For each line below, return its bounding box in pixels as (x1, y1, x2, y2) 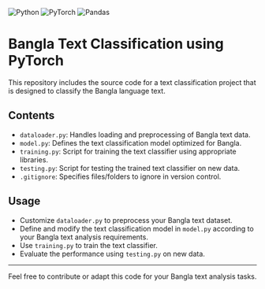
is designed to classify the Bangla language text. (8, 86, 166, 95)
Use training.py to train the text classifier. (19, 240, 158, 250)
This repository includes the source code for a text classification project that (8, 77, 256, 87)
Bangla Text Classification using (8, 35, 224, 53)
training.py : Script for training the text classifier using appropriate (19, 146, 237, 156)
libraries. (19, 154, 49, 165)
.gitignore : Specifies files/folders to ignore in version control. (19, 172, 222, 181)
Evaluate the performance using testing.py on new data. (19, 249, 205, 258)
